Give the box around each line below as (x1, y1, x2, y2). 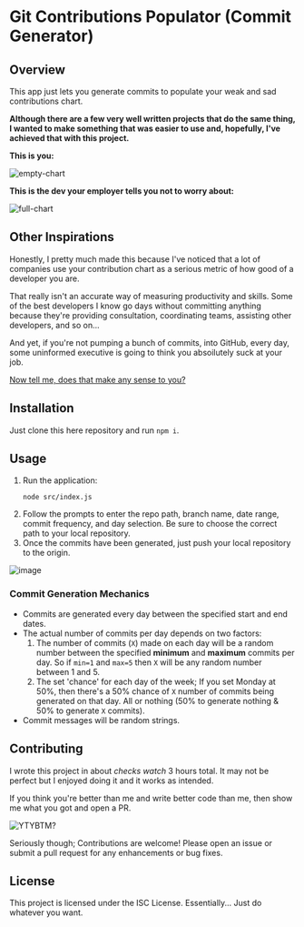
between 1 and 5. (35, 666, 101, 677)
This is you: (9, 150, 54, 161)
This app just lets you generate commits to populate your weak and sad (9, 86, 277, 96)
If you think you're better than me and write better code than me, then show (9, 792, 293, 803)
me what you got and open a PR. (9, 802, 132, 813)
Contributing (9, 741, 83, 757)
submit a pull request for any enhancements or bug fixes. (9, 847, 223, 858)
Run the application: (22, 475, 98, 486)
